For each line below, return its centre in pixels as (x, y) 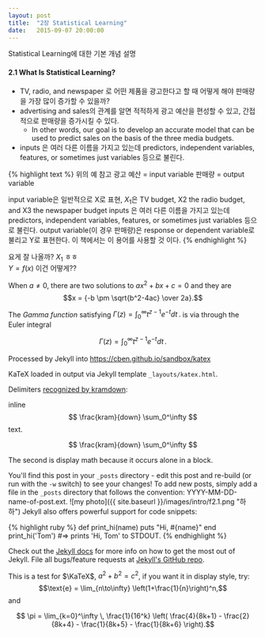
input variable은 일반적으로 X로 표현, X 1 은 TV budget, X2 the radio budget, (127, 200)
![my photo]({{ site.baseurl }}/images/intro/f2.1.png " (155, 501)
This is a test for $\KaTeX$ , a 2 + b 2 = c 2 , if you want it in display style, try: (129, 575)
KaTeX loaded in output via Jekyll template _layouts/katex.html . (113, 373)
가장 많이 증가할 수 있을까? (69, 100)
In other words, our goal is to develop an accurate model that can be (143, 129)
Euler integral (30, 324)
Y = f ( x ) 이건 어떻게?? (42, 268)
